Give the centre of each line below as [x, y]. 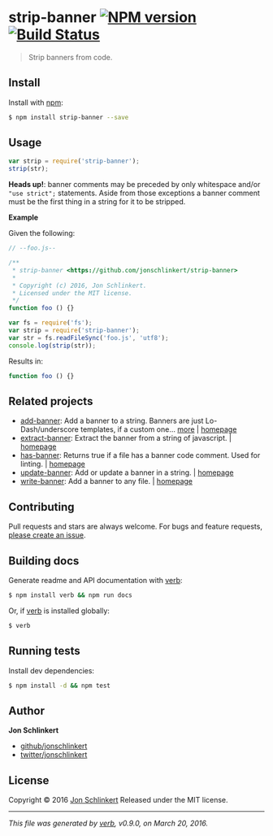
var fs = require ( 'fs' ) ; [50, 323]
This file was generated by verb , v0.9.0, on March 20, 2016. [108, 823]
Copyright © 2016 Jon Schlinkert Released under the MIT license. [119, 800]
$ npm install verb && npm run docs [70, 595]
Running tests [45, 651]
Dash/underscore [50, 429]
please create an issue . [48, 535]
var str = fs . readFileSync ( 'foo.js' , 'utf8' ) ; [89, 337]
